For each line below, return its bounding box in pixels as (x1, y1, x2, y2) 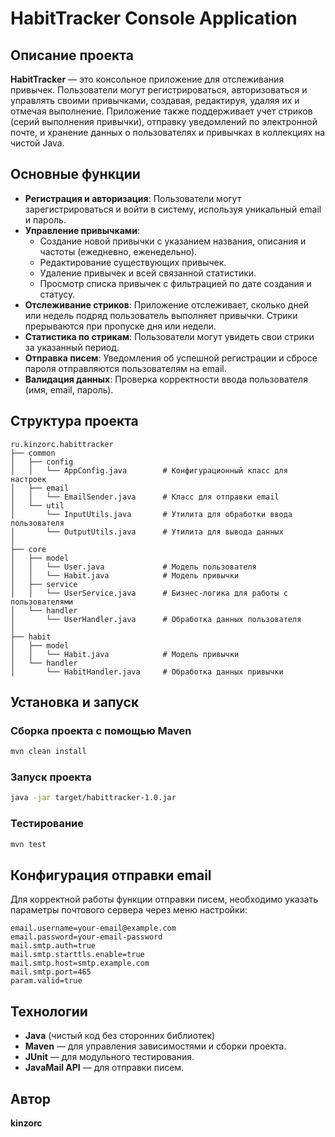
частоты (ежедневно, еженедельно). (39, 245, 198, 257)
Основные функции (10, 166, 141, 183)
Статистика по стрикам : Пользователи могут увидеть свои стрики (24, 330, 315, 342)
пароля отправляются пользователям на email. (24, 362, 227, 374)
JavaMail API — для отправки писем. (24, 1062, 185, 1074)
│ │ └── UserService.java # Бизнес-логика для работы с (10, 588, 288, 598)
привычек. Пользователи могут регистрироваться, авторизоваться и (10, 84, 308, 96)
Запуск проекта (10, 770, 92, 784)
